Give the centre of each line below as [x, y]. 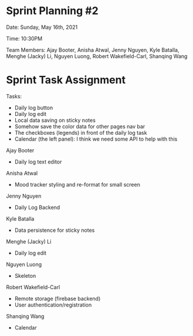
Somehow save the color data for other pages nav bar [80, 126]
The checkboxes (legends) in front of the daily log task [81, 132]
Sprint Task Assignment [66, 80]
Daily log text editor [38, 162]
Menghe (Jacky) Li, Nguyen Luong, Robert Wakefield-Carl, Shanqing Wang [97, 56]
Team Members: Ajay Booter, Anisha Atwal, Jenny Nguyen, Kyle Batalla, [93, 50]
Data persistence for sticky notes [55, 230]
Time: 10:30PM [24, 38]
